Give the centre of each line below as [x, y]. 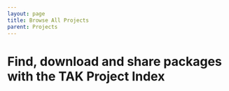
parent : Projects [33, 27]
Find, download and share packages [115, 61]
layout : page [26, 14]
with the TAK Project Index [86, 76]
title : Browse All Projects [48, 20]
